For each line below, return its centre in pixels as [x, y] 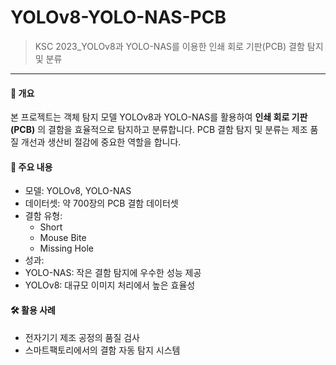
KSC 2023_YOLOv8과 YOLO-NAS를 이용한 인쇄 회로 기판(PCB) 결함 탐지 [179, 46]
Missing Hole [66, 248]
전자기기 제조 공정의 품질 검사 [82, 337]
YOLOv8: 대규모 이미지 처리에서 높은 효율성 [110, 285]
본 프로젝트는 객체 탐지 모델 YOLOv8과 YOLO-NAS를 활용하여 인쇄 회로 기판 [159, 117]
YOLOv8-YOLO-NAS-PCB [118, 17]
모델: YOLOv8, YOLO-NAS [78, 191]
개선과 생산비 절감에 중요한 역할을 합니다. [101, 142]
